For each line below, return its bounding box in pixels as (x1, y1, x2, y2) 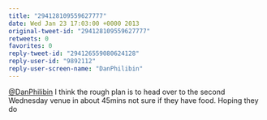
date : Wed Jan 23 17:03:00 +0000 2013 (8, 19, 140, 28)
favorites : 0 (8, 42, 53, 50)
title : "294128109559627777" (8, 11, 107, 20)
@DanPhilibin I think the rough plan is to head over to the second (8, 87, 226, 96)
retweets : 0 (8, 34, 49, 43)
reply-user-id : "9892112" (8, 58, 96, 66)
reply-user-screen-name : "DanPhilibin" (8, 65, 144, 73)
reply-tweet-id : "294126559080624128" (8, 49, 140, 58)
